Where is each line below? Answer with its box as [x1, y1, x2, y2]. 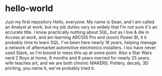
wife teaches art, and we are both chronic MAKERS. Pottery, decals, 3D [5, 60, 149, 66]
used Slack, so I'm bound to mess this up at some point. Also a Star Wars [5, 49, 152, 56]
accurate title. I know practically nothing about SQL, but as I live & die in [5, 29, 149, 35]
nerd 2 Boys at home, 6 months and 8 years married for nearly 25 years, [5, 55, 150, 61]
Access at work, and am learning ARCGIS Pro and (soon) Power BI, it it [5, 34, 147, 40]
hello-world [5, 3, 54, 14]
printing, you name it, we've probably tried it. [5, 65, 95, 71]
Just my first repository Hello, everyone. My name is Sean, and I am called [5, 19, 155, 25]
